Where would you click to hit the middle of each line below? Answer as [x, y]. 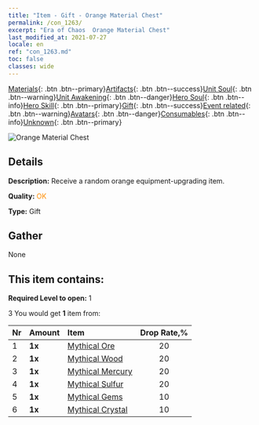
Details [26, 162]
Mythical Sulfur [95, 384]
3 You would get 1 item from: [54, 314]
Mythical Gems [95, 397]
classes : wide [31, 67]
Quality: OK [27, 196]
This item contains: [56, 279]
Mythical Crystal [97, 410]
